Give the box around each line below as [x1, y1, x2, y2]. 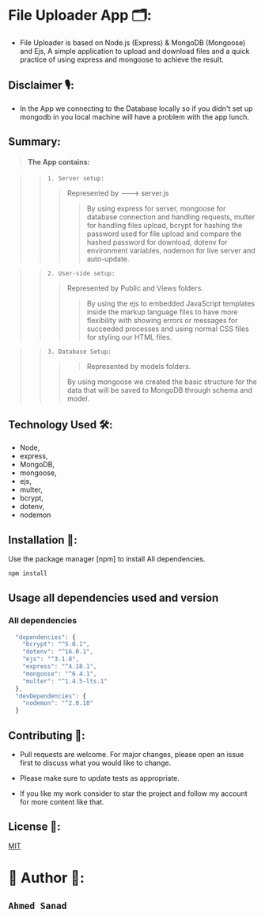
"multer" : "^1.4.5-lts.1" [22, 677, 108, 685]
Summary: [8, 135, 61, 149]
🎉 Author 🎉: [8, 869, 85, 887]
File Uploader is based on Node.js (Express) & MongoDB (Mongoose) [19, 37, 246, 48]
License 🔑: [8, 820, 61, 834]
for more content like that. [19, 797, 104, 806]
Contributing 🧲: [8, 729, 85, 742]
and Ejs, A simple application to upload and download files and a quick [19, 46, 250, 55]
